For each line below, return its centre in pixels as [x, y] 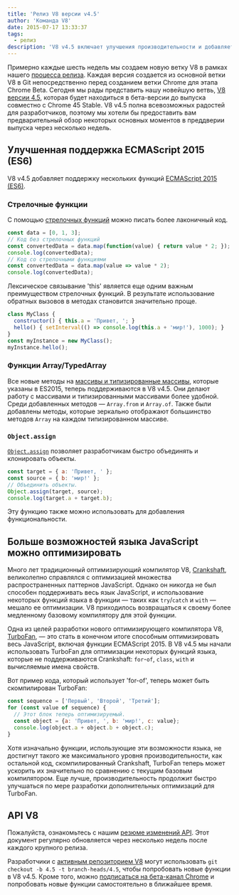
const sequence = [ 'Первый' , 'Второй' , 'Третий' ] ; [84, 701]
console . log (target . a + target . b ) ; [60, 498]
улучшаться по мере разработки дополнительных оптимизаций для [111, 785]
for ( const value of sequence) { [57, 708]
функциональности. [37, 519]
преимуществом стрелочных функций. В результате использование [111, 294]
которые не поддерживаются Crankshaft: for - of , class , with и [101, 660]
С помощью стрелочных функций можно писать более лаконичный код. [118, 220]
